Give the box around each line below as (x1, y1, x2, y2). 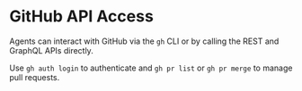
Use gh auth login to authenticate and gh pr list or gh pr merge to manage (9, 62, 293, 73)
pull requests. (9, 71, 60, 82)
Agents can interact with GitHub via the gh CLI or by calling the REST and (9, 36, 280, 46)
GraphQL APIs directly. (9, 45, 94, 55)
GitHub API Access (9, 6, 155, 27)
